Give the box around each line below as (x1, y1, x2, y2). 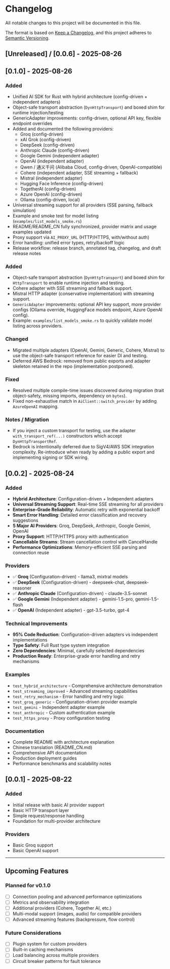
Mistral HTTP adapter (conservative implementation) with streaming (12, 290, 154, 297)
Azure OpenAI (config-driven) (20, 191, 82, 197)
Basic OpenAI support (12, 848, 59, 854)
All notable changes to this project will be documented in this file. (5, 20, 142, 26)
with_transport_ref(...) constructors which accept (12, 433, 122, 439)
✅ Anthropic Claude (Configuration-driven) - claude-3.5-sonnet (12, 591, 147, 597)
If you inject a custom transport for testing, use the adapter (12, 428, 136, 434)
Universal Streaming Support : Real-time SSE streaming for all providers (12, 501, 163, 507)
